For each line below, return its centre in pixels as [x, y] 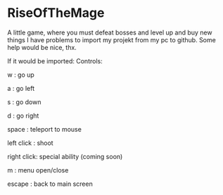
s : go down [24, 102]
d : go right [23, 115]
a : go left [21, 88]
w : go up [21, 75]
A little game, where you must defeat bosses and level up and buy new [110, 32]
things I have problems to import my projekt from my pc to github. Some [111, 39]
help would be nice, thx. [42, 47]
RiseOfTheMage [56, 13]
